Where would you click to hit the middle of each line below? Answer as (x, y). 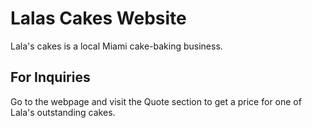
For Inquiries (50, 77)
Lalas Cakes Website (98, 18)
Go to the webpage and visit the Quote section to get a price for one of (156, 101)
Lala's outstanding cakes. (63, 112)
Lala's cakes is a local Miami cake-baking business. (116, 46)
